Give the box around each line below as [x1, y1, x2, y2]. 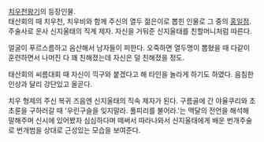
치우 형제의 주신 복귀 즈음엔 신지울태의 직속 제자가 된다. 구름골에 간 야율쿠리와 [8, 96, 248, 105]
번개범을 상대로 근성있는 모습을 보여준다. [16, 126, 141, 135]
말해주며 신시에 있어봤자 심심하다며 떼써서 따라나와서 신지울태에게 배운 [8, 116, 225, 125]
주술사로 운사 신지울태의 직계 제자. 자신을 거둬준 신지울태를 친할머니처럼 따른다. [8, 27, 252, 35]
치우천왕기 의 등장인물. [8, 7, 76, 16]
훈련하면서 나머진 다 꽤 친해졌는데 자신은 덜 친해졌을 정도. [8, 53, 185, 62]
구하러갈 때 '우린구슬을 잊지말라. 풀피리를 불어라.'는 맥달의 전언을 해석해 [28, 106, 250, 115]
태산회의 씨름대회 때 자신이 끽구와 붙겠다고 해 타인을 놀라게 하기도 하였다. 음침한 [8, 70, 255, 78]
